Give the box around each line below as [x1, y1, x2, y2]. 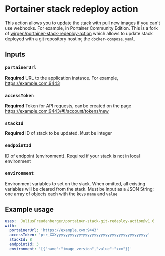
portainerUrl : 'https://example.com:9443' [9, 228, 99, 233]
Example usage [5, 205, 54, 214]
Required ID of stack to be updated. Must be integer [5, 130, 112, 136]
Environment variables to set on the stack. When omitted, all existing [5, 180, 146, 187]
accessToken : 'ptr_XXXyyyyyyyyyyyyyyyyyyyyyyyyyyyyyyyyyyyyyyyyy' [9, 232, 150, 238]
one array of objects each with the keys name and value [5, 191, 118, 197]
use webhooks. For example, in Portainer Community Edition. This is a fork [5, 25, 158, 31]
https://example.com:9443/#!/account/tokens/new [5, 108, 109, 114]
